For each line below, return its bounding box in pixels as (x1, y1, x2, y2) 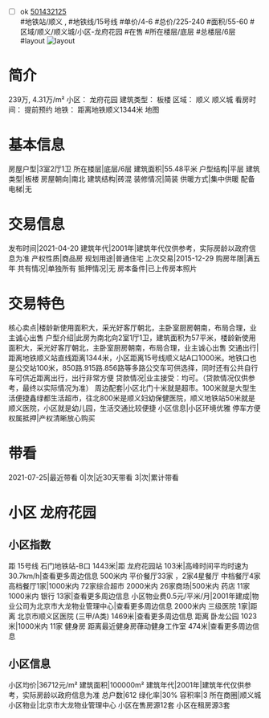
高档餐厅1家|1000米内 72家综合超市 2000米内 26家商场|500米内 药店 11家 (8, 581, 251, 590)
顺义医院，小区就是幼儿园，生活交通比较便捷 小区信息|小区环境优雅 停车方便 (8, 403, 261, 412)
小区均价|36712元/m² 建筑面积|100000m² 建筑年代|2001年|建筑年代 (8, 679, 230, 690)
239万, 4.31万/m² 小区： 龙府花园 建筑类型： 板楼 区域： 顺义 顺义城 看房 (8, 95, 250, 104)
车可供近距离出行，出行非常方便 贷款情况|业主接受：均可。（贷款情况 (8, 373, 234, 383)
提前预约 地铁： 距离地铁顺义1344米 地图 (23, 105, 160, 114)
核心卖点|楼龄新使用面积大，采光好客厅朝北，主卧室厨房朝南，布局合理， (8, 322, 251, 332)
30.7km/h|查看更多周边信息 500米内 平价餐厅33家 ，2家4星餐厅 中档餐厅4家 (8, 571, 261, 581)
